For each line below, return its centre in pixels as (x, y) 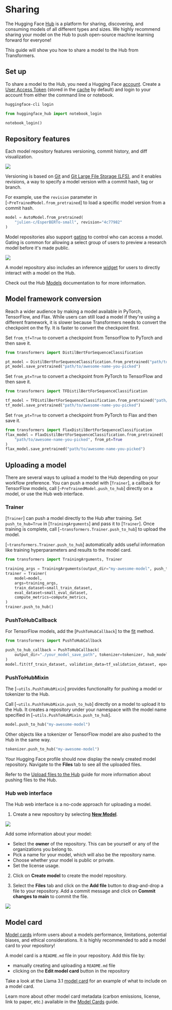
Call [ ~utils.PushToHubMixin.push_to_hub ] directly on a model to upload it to (85, 704)
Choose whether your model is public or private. (64, 860)
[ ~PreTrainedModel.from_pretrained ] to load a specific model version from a (85, 203)
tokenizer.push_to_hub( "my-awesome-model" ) (52, 749)
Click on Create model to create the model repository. (70, 876)
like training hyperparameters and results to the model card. (69, 550)
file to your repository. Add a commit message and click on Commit (84, 891)
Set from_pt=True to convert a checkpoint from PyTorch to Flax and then (81, 415)
